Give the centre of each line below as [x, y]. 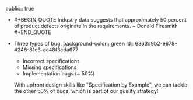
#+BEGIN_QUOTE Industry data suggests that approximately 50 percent [100, 20]
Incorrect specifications [51, 61]
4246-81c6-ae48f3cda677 [46, 50]
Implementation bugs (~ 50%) [59, 73]
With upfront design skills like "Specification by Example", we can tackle [101, 85]
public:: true [20, 8]
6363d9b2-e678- [156, 44]
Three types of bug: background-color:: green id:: [74, 44]
